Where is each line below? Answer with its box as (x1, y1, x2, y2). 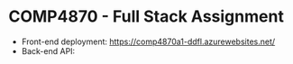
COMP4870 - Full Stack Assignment (8, 6, 285, 27)
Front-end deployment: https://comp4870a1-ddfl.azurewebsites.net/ (21, 36, 276, 47)
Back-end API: (21, 45, 76, 56)
